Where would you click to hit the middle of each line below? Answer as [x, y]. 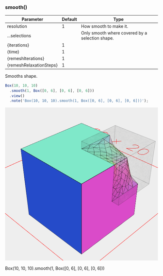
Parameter [33, 19]
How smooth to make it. [105, 26]
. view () [17, 96]
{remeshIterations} [26, 59]
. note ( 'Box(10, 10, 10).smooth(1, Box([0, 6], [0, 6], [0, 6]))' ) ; [79, 101]
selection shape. [97, 38]
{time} [13, 52]
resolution [17, 26]
